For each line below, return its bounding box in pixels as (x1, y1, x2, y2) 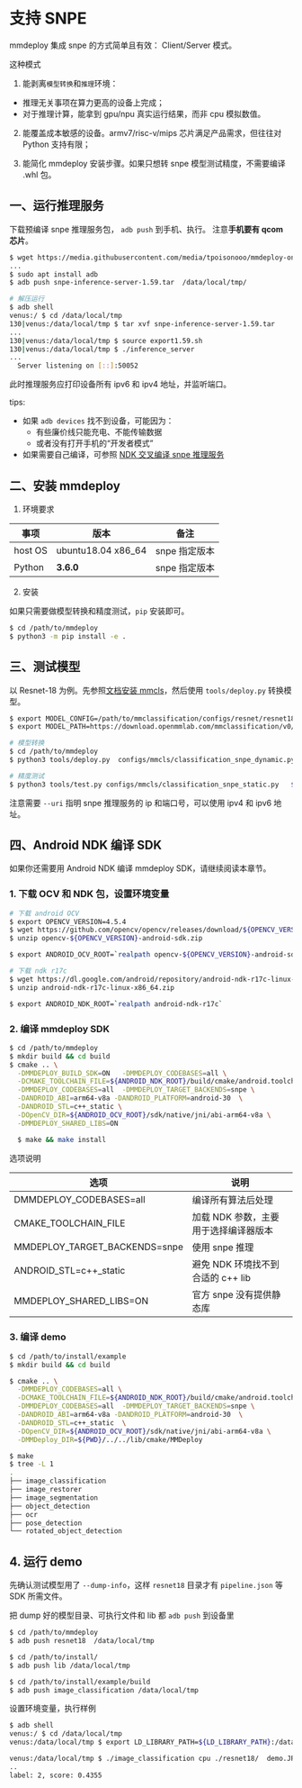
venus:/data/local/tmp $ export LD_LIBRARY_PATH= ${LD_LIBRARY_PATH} (9, 1738, 271, 1747)
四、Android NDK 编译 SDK (9, 838, 163, 853)
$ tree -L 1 (9, 1460, 54, 1469)
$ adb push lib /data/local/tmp (9, 1661, 130, 1670)
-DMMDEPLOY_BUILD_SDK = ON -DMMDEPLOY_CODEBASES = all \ (17, 1068, 227, 1077)
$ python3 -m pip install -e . (9, 631, 127, 640)
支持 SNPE (9, 8, 87, 29)
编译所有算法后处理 (191, 1194, 274, 1206)
